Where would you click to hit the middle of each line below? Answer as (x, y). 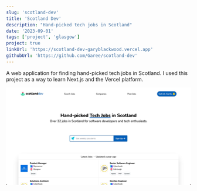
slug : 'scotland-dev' (33, 12)
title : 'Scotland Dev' (34, 18)
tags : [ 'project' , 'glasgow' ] (43, 37)
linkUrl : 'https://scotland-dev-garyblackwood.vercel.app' (80, 50)
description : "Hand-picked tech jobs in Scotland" (69, 25)
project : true (23, 43)
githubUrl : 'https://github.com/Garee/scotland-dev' (72, 56)
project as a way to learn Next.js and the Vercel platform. (75, 79)
